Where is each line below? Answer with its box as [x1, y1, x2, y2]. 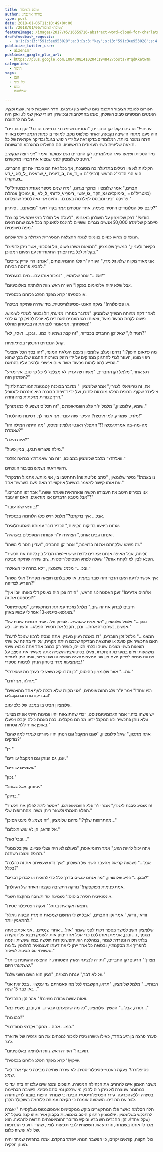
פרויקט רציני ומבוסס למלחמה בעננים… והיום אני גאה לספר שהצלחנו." [5, 196, 132, 201]
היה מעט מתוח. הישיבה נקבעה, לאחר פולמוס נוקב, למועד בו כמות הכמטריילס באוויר [5, 131, 158, 137]
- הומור [9, 66, 22, 71]
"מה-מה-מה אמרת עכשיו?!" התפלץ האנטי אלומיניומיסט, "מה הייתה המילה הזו [5, 422, 147, 428]
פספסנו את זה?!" [5, 595, 36, 601]
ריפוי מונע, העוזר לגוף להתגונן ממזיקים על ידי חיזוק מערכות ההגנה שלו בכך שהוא [5, 354, 150, 360]
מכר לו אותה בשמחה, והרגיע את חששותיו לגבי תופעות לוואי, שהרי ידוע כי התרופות [5, 1122, 154, 1128]
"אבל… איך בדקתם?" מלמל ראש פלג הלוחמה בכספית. [5, 513, 104, 519]
